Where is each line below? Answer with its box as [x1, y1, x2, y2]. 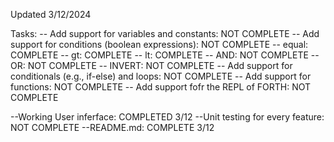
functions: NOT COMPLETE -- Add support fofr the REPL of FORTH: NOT [10, 81, 312, 93]
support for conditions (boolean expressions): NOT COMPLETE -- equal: [10, 39, 309, 50]
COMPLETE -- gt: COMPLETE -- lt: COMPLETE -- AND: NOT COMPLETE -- [10, 49, 320, 61]
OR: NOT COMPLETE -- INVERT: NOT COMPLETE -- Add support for [10, 60, 293, 71]
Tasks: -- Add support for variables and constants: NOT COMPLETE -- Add [10, 28, 320, 39]
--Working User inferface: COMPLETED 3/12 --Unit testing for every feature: [10, 111, 325, 123]
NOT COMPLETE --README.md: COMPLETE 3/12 [10, 122, 215, 133]
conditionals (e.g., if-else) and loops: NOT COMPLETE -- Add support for [10, 70, 312, 82]
